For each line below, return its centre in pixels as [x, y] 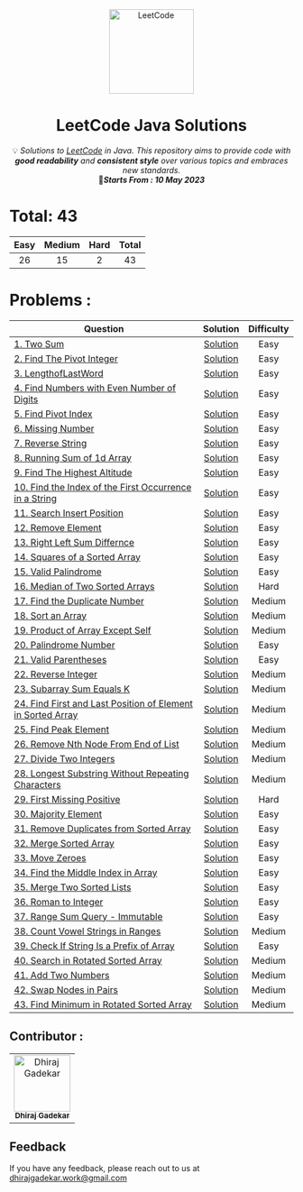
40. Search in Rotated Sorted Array [88, 960]
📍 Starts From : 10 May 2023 [151, 179]
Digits [26, 399]
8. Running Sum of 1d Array [73, 457]
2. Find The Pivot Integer [66, 358]
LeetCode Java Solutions [151, 126]
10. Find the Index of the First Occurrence [103, 487]
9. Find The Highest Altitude [73, 472]
